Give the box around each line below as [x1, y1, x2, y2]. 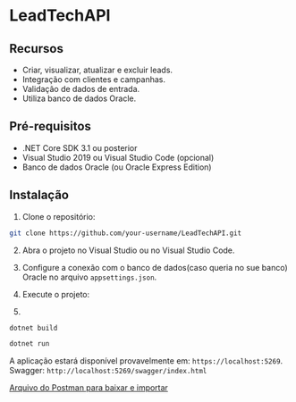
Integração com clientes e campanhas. [21, 74, 165, 85]
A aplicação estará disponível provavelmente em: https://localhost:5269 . [9, 356, 283, 366]
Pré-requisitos [9, 119, 92, 134]
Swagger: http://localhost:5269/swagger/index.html [9, 365, 207, 376]
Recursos [9, 41, 64, 56]
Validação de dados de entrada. [21, 84, 140, 94]
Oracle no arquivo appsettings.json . [21, 272, 157, 282]
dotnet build [9, 323, 58, 332]
